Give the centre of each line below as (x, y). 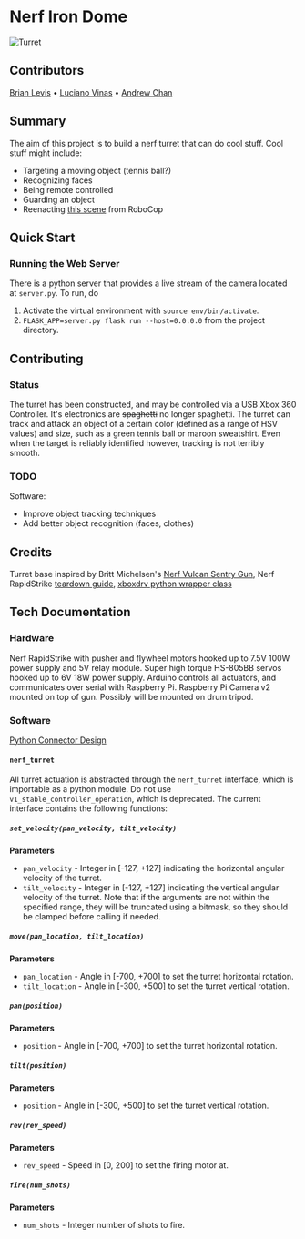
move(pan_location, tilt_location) (77, 936)
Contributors (47, 71)
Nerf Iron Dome (69, 17)
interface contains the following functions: (89, 808)
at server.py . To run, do (54, 293)
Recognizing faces (57, 180)
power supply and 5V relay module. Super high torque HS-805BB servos (146, 667)
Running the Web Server (65, 263)
